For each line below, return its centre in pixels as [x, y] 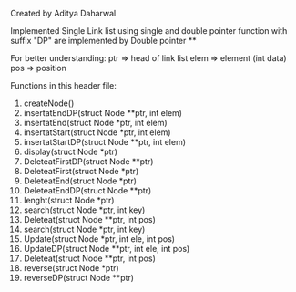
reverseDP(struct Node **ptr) [79, 278]
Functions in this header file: [64, 85]
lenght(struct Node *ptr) [69, 200]
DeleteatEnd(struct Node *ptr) [80, 181]
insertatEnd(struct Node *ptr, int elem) [95, 123]
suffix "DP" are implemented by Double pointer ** [103, 41]
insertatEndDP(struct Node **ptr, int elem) [103, 113]
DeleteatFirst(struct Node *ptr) [81, 171]
